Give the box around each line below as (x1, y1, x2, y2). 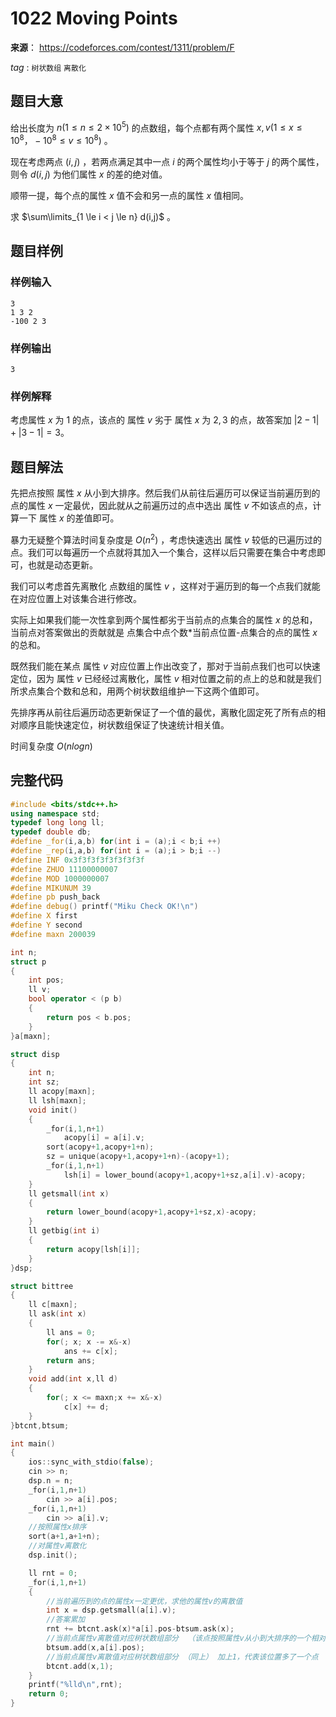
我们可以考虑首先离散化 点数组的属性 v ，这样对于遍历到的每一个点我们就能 (10, 580, 321, 592)
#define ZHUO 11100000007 (10, 864, 118, 874)
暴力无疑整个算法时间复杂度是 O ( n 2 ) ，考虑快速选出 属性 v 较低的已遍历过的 (10, 532, 322, 546)
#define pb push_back (10, 892, 101, 902)
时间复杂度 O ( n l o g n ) (10, 740, 93, 752)
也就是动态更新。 (27, 558, 98, 571)
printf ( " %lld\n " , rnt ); (28, 1680, 123, 1690)
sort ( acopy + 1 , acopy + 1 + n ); (46, 1142, 155, 1152)
